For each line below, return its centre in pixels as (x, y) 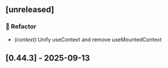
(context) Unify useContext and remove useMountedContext (88, 39)
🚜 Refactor (21, 27)
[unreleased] (30, 10)
